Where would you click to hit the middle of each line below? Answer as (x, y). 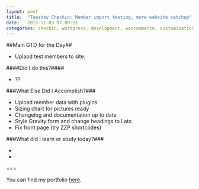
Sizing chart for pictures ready (52, 109)
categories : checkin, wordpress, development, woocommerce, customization (100, 28)
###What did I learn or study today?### (55, 139)
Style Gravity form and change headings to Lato (73, 121)
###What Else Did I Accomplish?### (51, 91)
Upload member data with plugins (56, 102)
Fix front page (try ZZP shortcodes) (58, 127)
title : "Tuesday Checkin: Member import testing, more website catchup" (99, 17)
